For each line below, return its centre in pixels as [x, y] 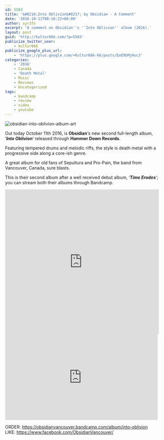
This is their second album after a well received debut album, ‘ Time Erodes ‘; [82, 177]
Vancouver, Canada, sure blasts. [38, 168]
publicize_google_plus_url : [34, 50]
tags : [10, 92]
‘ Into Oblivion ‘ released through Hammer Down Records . [63, 138]
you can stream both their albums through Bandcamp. [59, 182]
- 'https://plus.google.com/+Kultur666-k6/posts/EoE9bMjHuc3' [78, 55]
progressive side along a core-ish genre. [46, 153]
